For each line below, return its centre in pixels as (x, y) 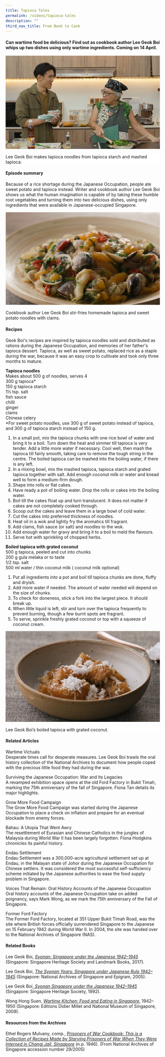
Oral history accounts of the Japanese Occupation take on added (71, 894)
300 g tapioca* (21, 381)
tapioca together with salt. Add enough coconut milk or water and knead (86, 474)
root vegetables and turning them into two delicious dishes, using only (76, 200)
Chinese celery (21, 418)
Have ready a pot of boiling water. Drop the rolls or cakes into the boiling (86, 490)
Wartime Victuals (23, 752)
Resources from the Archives (36, 1023)
